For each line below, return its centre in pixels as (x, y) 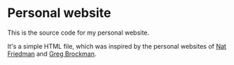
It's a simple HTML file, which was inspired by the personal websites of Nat (117, 46)
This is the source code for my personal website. (78, 32)
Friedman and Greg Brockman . (52, 54)
